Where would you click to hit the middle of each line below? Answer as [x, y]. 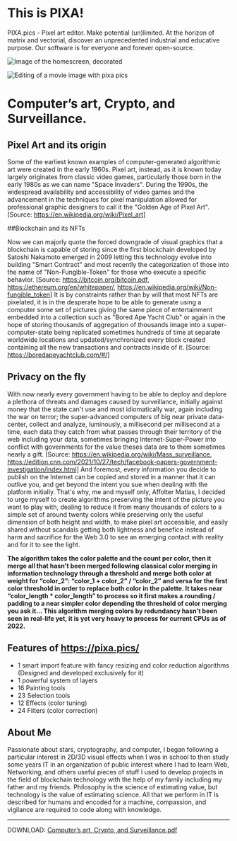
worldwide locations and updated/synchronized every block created [107, 339]
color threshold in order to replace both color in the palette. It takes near [115, 588]
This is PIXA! [45, 13]
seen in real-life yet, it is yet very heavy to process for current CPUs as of [117, 618]
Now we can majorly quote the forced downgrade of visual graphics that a [115, 241]
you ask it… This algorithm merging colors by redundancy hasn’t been [112, 611]
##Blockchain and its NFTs [46, 228]
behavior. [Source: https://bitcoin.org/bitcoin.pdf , [78, 279]
